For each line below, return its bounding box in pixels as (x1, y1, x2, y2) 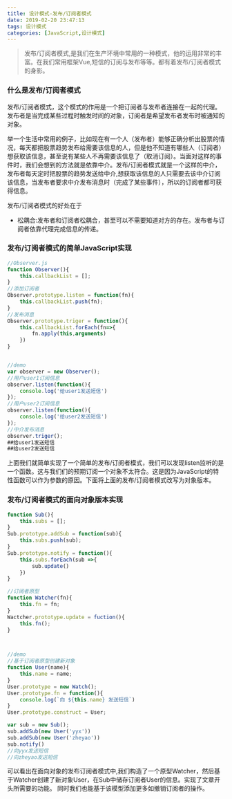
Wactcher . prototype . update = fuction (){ (7, 614, 126, 621)
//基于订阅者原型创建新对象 (7, 658, 76, 665)
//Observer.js (7, 259, 48, 266)
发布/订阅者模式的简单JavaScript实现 (7, 244, 133, 253)
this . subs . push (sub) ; (19, 537, 81, 544)
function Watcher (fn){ (7, 594, 72, 602)
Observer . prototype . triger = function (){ (7, 318, 128, 324)
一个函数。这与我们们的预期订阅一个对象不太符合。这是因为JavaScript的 (7, 468, 213, 476)
